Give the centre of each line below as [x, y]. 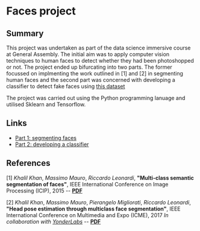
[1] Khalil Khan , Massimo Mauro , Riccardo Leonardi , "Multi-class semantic [100, 178]
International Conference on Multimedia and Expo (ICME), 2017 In [87, 215]
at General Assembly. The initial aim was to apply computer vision [88, 54]
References [28, 163]
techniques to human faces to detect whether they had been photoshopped [100, 61]
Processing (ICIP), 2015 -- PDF [44, 191]
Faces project [41, 11]
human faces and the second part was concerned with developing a [91, 80]
